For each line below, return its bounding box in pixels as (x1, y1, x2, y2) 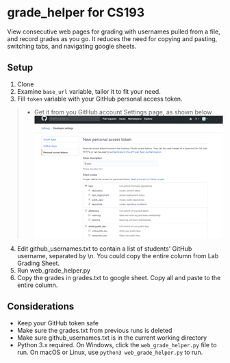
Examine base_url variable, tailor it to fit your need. (16, 87, 161, 95)
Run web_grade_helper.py (16, 266, 91, 275)
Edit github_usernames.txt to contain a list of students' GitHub (16, 245, 192, 253)
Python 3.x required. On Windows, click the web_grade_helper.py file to (16, 340, 217, 349)
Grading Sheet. (16, 259, 60, 267)
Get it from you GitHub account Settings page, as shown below (34, 108, 212, 116)
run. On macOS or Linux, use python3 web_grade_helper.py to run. (16, 348, 203, 356)
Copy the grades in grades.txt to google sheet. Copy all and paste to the (16, 273, 221, 281)
